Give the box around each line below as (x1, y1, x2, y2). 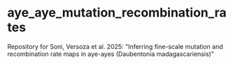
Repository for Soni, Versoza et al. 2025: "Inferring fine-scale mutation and (7, 42, 224, 50)
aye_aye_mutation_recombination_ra (7, 5, 227, 21)
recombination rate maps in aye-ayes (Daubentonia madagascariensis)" (7, 50, 215, 58)
